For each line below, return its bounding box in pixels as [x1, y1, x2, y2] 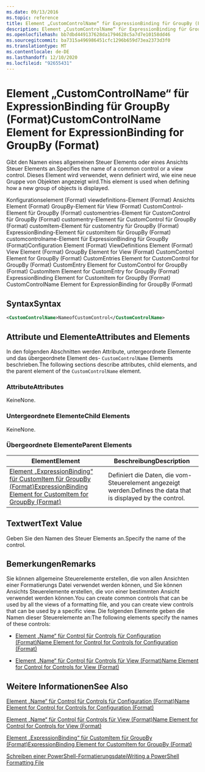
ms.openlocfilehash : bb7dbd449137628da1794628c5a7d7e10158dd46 [6, 32, 171, 38]
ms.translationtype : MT [6, 43, 67, 50]
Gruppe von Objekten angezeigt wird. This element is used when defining [6, 178, 190, 185]
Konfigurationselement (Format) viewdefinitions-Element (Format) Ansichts [6, 196, 195, 204]
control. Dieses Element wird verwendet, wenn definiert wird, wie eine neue [6, 172, 196, 179]
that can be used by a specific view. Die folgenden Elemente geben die [6, 608, 185, 615]
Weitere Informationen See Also [6, 681, 128, 691]
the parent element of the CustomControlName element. [6, 367, 142, 375]
